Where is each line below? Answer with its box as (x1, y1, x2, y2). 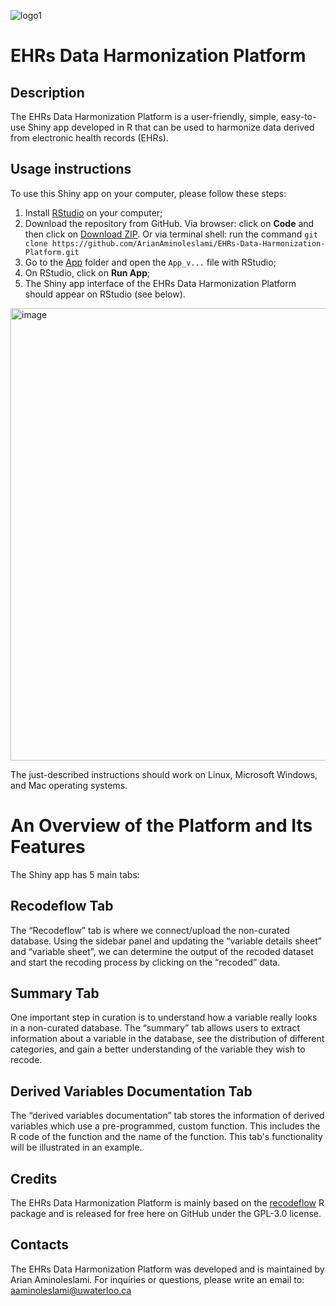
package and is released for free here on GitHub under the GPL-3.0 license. (10, 1208, 322, 1219)
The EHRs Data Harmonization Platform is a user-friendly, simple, (10, 111, 279, 122)
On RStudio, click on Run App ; (24, 266, 151, 279)
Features (10, 836, 86, 858)
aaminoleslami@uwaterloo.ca (10, 1284, 132, 1296)
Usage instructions (10, 161, 132, 178)
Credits (10, 1170, 58, 1187)
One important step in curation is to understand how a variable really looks (10, 1011, 318, 1024)
